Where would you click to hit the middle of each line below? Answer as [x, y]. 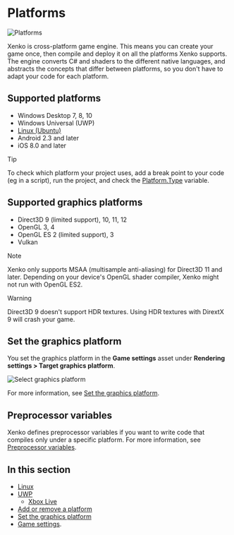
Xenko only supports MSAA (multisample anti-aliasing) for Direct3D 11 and [115, 269]
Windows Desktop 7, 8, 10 [55, 115]
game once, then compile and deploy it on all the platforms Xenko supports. [117, 54]
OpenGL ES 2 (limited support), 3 [66, 234]
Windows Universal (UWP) [56, 123]
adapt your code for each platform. [58, 76]
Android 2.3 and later [48, 138]
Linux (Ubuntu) [39, 130]
